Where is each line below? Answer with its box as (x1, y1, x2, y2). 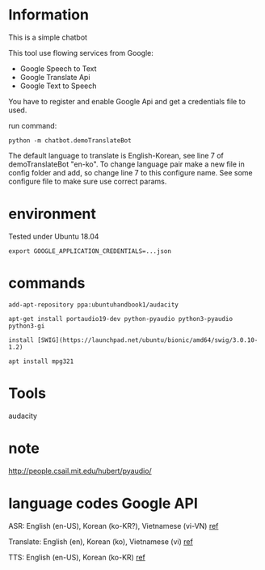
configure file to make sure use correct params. (8, 176, 167, 186)
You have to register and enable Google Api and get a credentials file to (8, 96, 246, 106)
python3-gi (8, 322, 45, 330)
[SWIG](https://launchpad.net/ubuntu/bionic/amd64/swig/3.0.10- (37, 336, 259, 344)
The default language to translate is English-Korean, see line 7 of (8, 150, 225, 160)
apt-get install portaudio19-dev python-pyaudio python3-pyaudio (8, 315, 233, 323)
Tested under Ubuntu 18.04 (8, 231, 99, 241)
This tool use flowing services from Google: (8, 48, 154, 57)
